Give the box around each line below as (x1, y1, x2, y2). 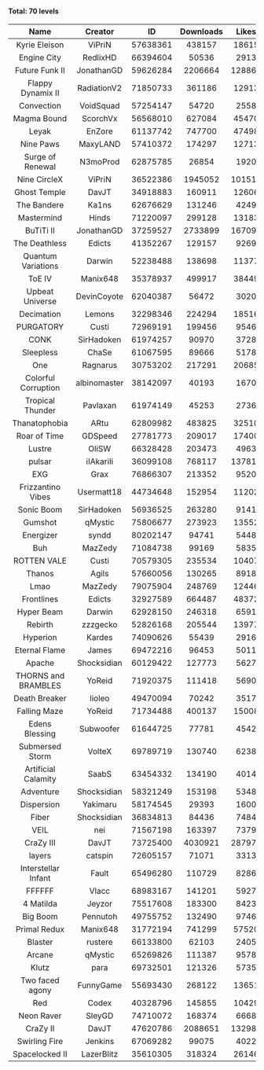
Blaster (27, 936, 53, 947)
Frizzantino (19, 482, 61, 493)
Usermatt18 (77, 487, 123, 498)
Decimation (19, 309, 61, 320)
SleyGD (86, 1010, 114, 1021)
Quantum (23, 251, 57, 262)
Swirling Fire (16, 1036, 64, 1047)
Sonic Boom (17, 504, 63, 515)
